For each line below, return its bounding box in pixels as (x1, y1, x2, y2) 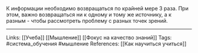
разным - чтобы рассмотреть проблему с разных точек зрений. (6, 17, 168, 24)
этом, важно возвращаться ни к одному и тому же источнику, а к (6, 11, 172, 18)
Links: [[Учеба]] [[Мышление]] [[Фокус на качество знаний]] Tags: (6, 34, 172, 41)
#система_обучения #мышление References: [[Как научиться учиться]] (6, 40, 187, 47)
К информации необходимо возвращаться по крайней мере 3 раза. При (6, 5, 189, 12)
